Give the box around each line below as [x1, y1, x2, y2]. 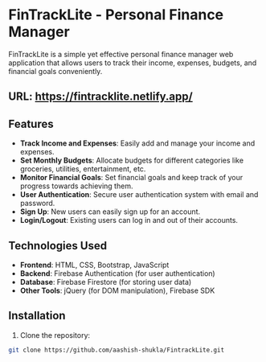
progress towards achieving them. [19, 181, 133, 191]
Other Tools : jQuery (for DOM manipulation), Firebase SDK [19, 286, 215, 295]
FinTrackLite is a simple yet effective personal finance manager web [8, 49, 234, 59]
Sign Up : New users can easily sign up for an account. [19, 207, 201, 216]
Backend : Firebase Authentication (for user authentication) [19, 268, 215, 278]
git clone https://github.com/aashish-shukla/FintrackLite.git [8, 346, 225, 354]
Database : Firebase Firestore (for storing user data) [19, 277, 192, 286]
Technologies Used [8, 239, 107, 253]
